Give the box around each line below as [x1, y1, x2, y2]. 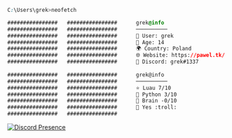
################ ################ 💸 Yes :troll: [7, 104, 177, 111]
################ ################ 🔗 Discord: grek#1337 [7, 58, 199, 66]
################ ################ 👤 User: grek [7, 32, 174, 39]
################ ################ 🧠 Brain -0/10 [7, 97, 177, 104]
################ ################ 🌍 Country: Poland [7, 46, 192, 53]
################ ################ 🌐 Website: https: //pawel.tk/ [7, 52, 226, 59]
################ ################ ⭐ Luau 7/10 [7, 84, 172, 91]
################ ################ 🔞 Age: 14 [7, 39, 165, 46]
